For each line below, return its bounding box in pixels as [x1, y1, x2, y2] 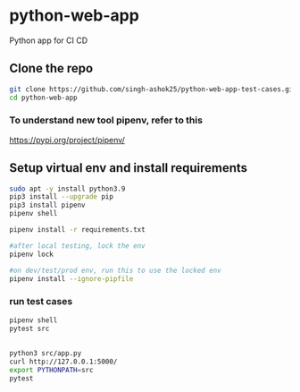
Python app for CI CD [9, 35, 88, 46]
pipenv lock [9, 250, 54, 259]
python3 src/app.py [9, 348, 82, 358]
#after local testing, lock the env [9, 241, 146, 251]
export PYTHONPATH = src [9, 365, 94, 374]
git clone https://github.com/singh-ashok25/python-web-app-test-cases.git [9, 84, 297, 94]
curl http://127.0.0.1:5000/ [9, 357, 118, 366]
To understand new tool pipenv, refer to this [9, 114, 204, 126]
